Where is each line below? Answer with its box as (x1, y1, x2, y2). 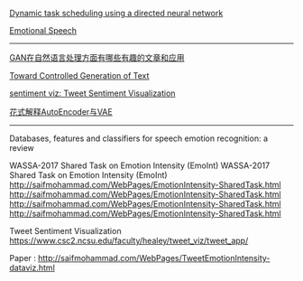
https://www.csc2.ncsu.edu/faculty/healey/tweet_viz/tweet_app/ (9, 235, 249, 246)
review (9, 143, 34, 153)
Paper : (9, 253, 36, 263)
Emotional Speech (9, 25, 78, 35)
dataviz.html (9, 262, 56, 273)
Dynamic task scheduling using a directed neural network (9, 8, 224, 18)
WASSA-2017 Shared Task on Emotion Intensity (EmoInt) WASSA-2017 (9, 160, 271, 171)
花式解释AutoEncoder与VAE (9, 107, 113, 117)
